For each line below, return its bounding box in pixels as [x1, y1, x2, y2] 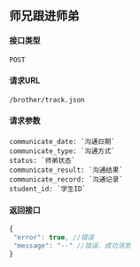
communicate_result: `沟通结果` [9, 166, 124, 174]
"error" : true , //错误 [12, 233, 95, 242]
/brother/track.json [9, 95, 86, 104]
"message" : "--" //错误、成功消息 [12, 241, 131, 250]
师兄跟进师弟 [9, 8, 80, 24]
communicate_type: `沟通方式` [9, 147, 115, 156]
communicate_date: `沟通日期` [9, 137, 115, 146]
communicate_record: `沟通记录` [9, 175, 124, 184]
